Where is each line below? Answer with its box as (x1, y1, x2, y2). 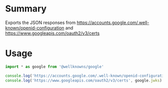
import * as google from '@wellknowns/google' (5, 64, 104, 69)
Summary (5, 3, 46, 14)
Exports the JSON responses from (5, 19, 76, 25)
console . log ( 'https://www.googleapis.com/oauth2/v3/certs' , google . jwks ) (5, 78, 162, 83)
